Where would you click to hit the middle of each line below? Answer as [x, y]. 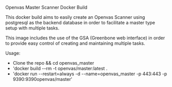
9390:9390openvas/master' [43, 79]
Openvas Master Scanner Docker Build [46, 7]
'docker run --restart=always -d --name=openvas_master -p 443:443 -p [90, 74]
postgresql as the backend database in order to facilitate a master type [80, 23]
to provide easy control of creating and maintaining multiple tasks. [75, 43]
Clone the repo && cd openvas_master [53, 63]
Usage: [13, 53]
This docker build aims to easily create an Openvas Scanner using [75, 17]
